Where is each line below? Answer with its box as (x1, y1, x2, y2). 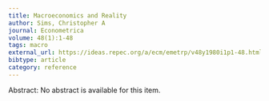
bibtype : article (8, 56, 66, 64)
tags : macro (8, 41, 48, 49)
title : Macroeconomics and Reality (8, 11, 127, 20)
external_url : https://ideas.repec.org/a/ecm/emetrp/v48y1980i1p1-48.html (8, 49, 263, 56)
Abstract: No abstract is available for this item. (8, 85, 161, 95)
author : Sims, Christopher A (8, 19, 106, 27)
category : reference (8, 64, 78, 72)
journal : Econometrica (8, 26, 84, 34)
